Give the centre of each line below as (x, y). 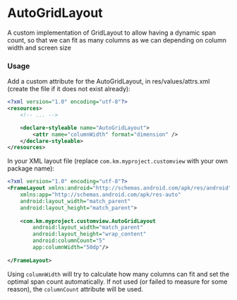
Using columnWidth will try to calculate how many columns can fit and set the (119, 274)
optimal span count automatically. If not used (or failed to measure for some (117, 282)
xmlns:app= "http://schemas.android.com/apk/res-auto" (101, 195)
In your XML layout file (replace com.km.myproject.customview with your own (117, 161)
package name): (31, 168)
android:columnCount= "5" (69, 241)
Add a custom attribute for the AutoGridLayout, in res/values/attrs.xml (109, 81)
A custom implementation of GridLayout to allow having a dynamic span (112, 33)
